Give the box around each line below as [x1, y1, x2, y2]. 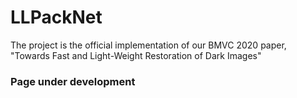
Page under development [10, 74, 136, 88]
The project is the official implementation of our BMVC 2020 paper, [10, 39, 287, 51]
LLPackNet [10, 6, 103, 29]
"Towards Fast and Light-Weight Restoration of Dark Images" [10, 49, 262, 61]
